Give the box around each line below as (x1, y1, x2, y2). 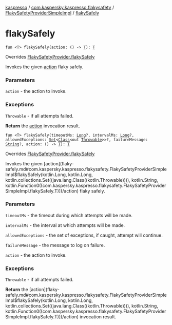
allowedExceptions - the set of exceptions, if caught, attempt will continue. (5, 232, 163, 238)
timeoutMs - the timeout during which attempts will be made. (5, 212, 132, 218)
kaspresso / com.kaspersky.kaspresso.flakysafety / (5, 5, 114, 10)
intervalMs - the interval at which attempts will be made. (5, 222, 125, 228)
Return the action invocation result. (5, 123, 81, 129)
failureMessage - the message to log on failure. (5, 242, 105, 248)
